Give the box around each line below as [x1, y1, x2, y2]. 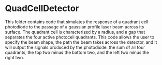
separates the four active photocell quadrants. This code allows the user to [5, 34, 155, 40]
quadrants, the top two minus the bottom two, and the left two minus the [5, 49, 149, 55]
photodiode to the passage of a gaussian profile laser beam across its [5, 24, 144, 29]
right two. [5, 54, 24, 60]
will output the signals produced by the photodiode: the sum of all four [5, 44, 145, 50]
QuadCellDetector [5, 3, 79, 14]
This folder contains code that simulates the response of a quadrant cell [5, 19, 148, 25]
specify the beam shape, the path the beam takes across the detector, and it [5, 39, 157, 45]
